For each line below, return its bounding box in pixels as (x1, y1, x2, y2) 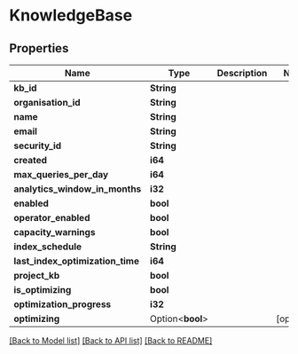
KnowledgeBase (9, 5, 133, 26)
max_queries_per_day (13, 169, 109, 180)
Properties (9, 41, 69, 56)
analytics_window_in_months (13, 183, 142, 195)
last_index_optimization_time (13, 255, 140, 267)
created (13, 154, 47, 166)
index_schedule (13, 240, 82, 253)
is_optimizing (13, 284, 72, 295)
